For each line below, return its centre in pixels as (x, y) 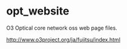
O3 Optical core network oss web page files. (62, 28)
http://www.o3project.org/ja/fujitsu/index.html (63, 39)
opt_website (38, 11)
